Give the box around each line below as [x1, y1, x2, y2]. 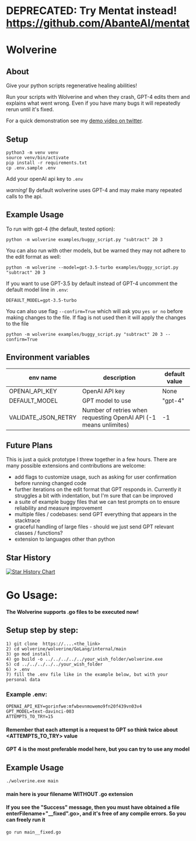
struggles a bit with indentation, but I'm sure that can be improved [14, 492, 173, 499]
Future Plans [6, 441, 53, 451]
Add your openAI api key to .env [6, 176, 83, 182]
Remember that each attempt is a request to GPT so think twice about [6, 726, 178, 733]
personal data [6, 677, 41, 682]
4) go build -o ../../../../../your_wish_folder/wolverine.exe [6, 656, 163, 662]
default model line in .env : [6, 286, 69, 293]
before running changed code [14, 480, 86, 487]
